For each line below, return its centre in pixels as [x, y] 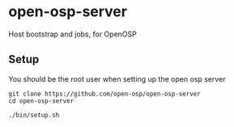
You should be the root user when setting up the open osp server [117, 78]
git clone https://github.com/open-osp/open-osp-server [104, 94]
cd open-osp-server [41, 101]
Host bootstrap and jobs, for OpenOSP [73, 34]
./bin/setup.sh [34, 115]
